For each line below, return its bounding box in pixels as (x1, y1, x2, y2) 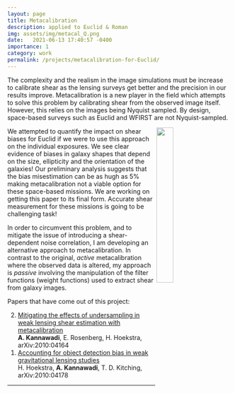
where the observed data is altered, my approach (7, 261, 151, 269)
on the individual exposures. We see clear (7, 142, 130, 151)
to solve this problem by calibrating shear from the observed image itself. (7, 98, 221, 107)
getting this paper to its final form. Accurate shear (7, 194, 153, 203)
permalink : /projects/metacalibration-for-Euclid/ (7, 57, 160, 64)
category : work (7, 50, 52, 57)
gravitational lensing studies (17, 356, 101, 364)
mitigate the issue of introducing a (7, 230, 108, 239)
